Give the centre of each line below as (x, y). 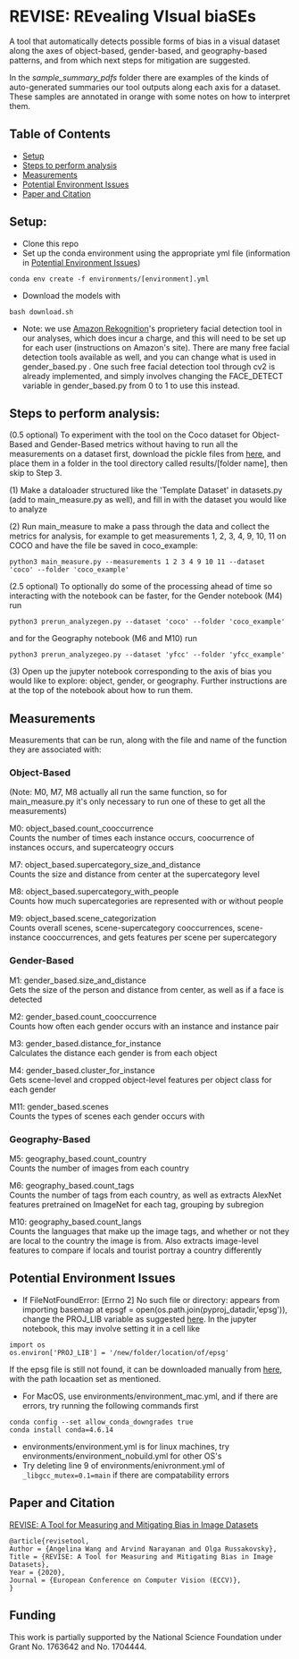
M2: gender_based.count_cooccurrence (83, 1016)
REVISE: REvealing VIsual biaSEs (133, 17)
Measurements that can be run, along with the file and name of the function (148, 741)
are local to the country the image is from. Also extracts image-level (134, 1241)
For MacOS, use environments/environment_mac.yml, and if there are (150, 1396)
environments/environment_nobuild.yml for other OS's (122, 1456)
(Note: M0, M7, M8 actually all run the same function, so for (118, 792)
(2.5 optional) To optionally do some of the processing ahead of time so (141, 587)
